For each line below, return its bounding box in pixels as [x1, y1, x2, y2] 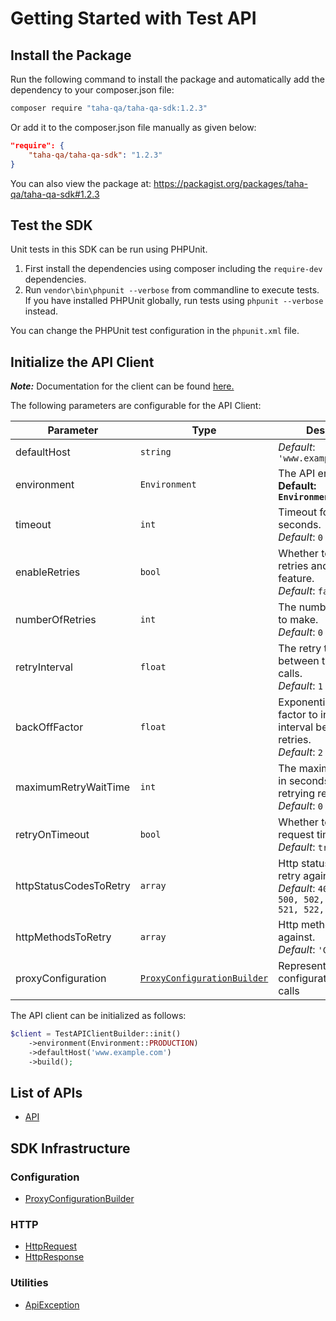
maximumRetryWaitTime [15, 780, 131, 794]
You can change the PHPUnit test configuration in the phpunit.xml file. [10, 325, 300, 337]
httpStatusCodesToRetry [15, 879, 131, 893]
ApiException [24, 1298, 80, 1311]
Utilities [10, 1276, 49, 1290]
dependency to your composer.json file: [10, 84, 175, 96]
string [139, 447, 172, 458]
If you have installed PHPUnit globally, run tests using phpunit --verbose [24, 295, 324, 307]
